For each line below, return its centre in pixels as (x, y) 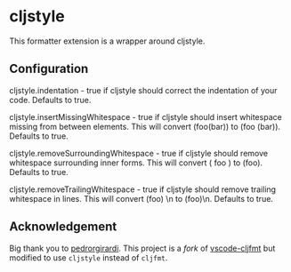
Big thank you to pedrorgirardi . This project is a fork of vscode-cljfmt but (142, 248)
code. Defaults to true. (50, 100)
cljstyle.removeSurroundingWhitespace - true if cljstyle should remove (139, 153)
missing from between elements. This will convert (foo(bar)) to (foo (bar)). (145, 126)
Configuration (49, 69)
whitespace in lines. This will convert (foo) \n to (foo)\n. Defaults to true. (141, 198)
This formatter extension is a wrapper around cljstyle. (107, 41)
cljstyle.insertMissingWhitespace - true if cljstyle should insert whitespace (145, 116)
